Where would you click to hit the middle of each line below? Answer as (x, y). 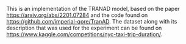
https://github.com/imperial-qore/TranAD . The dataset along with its (92, 21)
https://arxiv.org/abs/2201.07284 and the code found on (77, 15)
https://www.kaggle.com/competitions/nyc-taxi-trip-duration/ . (84, 34)
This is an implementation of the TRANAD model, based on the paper (93, 9)
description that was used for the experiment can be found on (84, 28)
